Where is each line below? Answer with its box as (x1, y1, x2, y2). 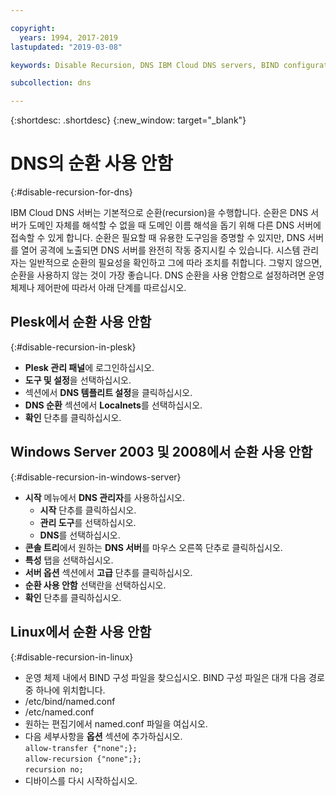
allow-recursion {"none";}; (24, 754, 142, 764)
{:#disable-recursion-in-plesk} (10, 341, 137, 353)
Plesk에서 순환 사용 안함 (10, 314, 152, 331)
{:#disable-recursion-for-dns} (10, 186, 133, 198)
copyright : (10, 23, 56, 33)
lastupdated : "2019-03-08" (10, 42, 123, 52)
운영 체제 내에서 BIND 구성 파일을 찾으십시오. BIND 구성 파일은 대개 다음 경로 (24, 671, 325, 683)
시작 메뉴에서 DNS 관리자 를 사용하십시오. (24, 491, 186, 503)
